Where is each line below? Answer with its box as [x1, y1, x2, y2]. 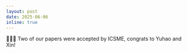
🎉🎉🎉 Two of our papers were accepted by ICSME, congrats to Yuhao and [6, 36, 182, 43]
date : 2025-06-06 [6, 14, 49, 20]
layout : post [6, 8, 38, 15]
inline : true [6, 19, 38, 25]
